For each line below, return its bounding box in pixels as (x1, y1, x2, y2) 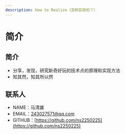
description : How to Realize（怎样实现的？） (5, 7, 98, 13)
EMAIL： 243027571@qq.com (12, 111, 75, 117)
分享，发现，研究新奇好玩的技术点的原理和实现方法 (12, 67, 120, 73)
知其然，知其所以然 (12, 73, 54, 79)
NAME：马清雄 (12, 104, 44, 111)
